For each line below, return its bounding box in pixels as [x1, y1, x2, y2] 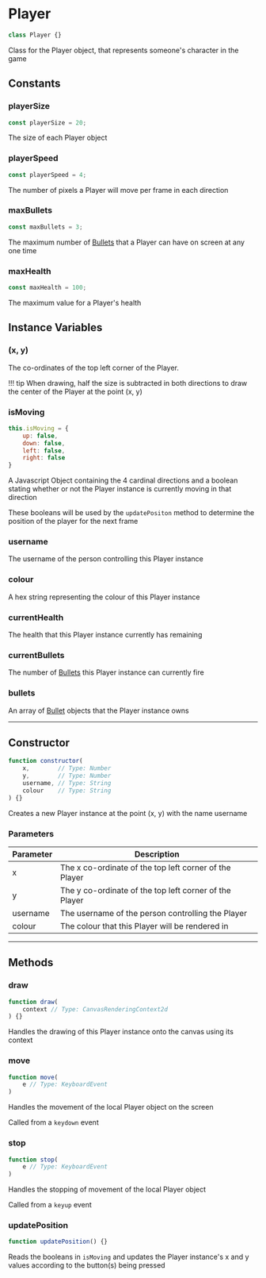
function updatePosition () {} [8, 1238, 108, 1246]
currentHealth [8, 612, 64, 623]
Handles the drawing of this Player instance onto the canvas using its [8, 1027, 234, 1037]
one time [8, 245, 37, 255]
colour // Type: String [22, 787, 112, 795]
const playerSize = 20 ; [8, 118, 87, 127]
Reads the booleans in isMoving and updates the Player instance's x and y [8, 1252, 249, 1262]
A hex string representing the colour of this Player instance [8, 592, 200, 602]
